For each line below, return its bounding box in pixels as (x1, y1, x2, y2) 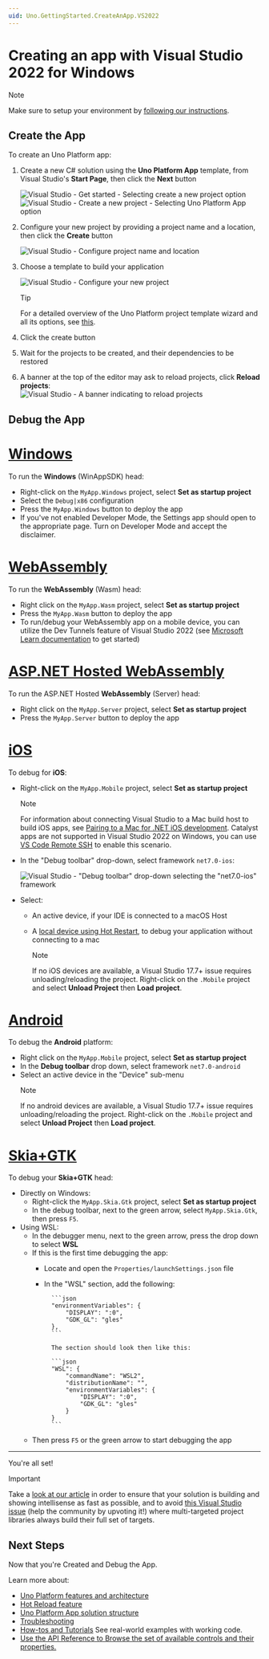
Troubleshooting (19, 1616, 74, 1626)
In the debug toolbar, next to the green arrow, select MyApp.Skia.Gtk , (31, 1205, 258, 1215)
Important (8, 1474, 41, 1484)
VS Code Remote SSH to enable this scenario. (19, 840, 172, 850)
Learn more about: (8, 1575, 70, 1585)
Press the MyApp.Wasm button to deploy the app (19, 608, 172, 618)
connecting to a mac (31, 935, 100, 944)
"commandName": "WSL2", (65, 1372, 145, 1380)
